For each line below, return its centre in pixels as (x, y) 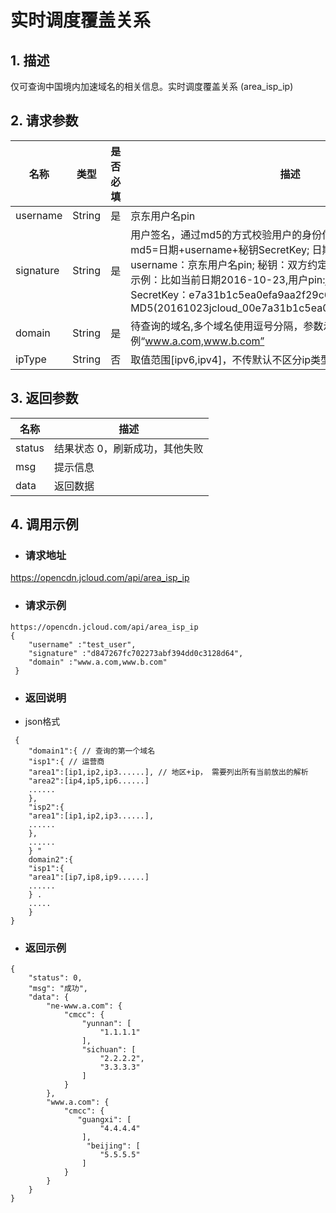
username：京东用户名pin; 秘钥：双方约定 (229, 264)
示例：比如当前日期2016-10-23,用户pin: (228, 279)
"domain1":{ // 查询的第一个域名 (92, 751)
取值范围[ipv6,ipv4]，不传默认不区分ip (221, 359)
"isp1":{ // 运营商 (66, 761)
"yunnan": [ (106, 1024)
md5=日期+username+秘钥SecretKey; (220, 249)
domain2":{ (51, 859)
